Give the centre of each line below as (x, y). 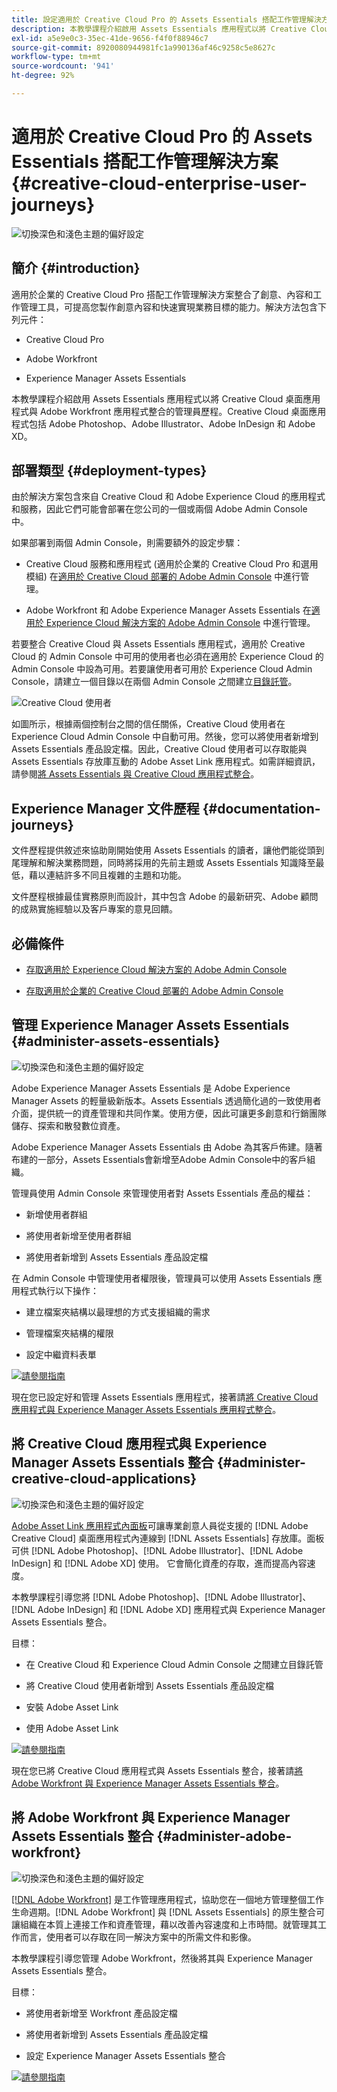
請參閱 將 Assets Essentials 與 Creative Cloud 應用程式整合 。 (135, 774)
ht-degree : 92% (43, 76)
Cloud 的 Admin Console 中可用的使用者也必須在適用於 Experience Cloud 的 (167, 657)
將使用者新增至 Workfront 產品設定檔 (101, 2013)
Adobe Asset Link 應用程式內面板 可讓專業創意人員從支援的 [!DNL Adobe (160, 1525)
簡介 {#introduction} (76, 268)
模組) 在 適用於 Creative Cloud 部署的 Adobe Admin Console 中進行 (163, 577)
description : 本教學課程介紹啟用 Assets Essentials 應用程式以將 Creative (159, 29)
